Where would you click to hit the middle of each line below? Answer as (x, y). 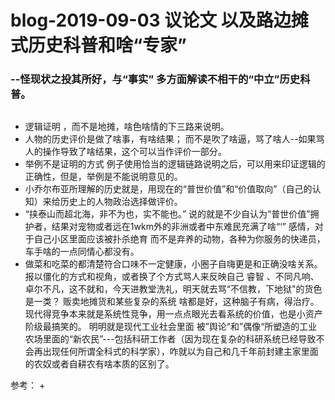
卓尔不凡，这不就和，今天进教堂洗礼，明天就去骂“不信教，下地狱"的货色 (173, 288)
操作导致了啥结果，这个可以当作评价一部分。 (134, 151)
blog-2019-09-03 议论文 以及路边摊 (159, 20)
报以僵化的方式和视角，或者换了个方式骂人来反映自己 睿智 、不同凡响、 (172, 276)
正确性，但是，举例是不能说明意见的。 (103, 176)
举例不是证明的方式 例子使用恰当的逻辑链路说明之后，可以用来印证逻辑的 (175, 163)
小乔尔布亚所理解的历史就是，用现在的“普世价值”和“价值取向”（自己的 (168, 188)
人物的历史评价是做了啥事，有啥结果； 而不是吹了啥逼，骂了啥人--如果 (170, 138)
